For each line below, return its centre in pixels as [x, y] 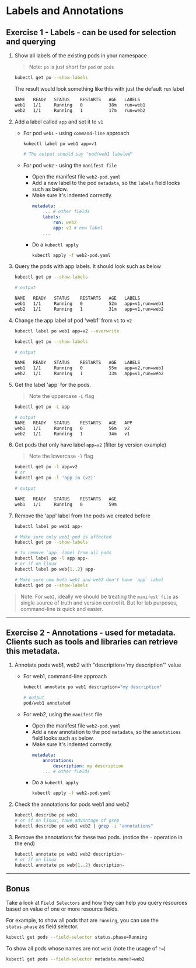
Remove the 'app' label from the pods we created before [82, 516]
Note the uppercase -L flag [62, 396]
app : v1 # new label [78, 228]
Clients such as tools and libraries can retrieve [92, 642]
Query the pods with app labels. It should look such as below [88, 266]
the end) [24, 843]
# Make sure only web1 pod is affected [63, 537]
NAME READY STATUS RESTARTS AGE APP [73, 423]
